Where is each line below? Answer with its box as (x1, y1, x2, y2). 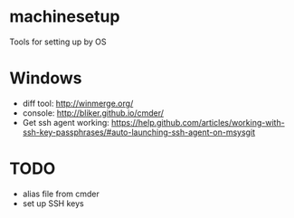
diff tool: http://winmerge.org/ (22, 98, 134, 109)
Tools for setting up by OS (9, 36, 107, 47)
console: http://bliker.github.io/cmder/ (22, 107, 165, 118)
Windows (9, 68, 82, 89)
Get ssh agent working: (22, 117, 110, 128)
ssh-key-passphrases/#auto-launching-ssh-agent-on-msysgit (22, 127, 256, 137)
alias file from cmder (22, 188, 100, 199)
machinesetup (9, 6, 120, 27)
